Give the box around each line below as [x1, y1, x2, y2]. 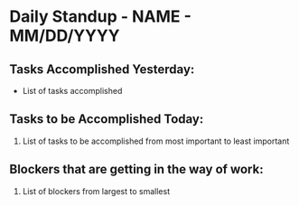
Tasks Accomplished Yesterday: [9, 61, 195, 77]
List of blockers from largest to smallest [22, 185, 170, 196]
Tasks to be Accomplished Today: [9, 111, 204, 127]
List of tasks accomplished [22, 86, 123, 96]
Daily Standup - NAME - [9, 6, 192, 27]
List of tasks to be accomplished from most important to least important [22, 136, 290, 146]
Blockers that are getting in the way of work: [9, 162, 264, 177]
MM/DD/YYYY [9, 25, 120, 46]
